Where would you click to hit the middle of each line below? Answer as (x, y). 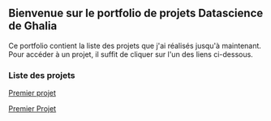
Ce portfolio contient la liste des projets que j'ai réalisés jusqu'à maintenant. (135, 45)
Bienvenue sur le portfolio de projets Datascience (136, 13)
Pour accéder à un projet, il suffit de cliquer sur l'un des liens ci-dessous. (131, 54)
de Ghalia (33, 26)
